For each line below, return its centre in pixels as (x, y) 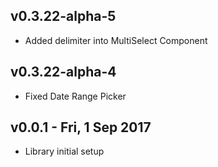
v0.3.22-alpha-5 (63, 16)
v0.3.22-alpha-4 (63, 72)
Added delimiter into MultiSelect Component (116, 40)
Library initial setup (64, 151)
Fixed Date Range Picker (75, 96)
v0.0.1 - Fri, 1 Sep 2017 (81, 127)
